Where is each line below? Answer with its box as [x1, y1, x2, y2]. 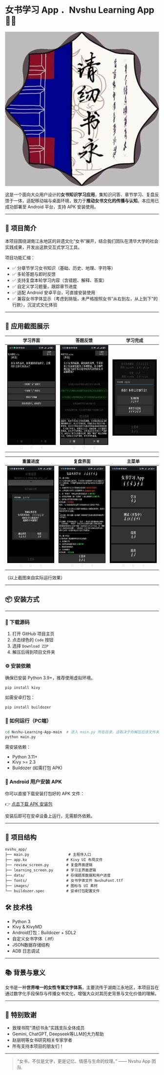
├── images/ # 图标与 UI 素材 [5, 883, 98, 888]
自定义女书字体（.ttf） [12, 936, 57, 942]
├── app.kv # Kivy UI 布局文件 [5, 857, 103, 862]
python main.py [5, 734, 36, 740]
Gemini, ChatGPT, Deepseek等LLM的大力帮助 [12, 1031, 104, 1037]
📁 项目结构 [5, 833, 37, 842]
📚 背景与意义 [5, 968, 46, 977]
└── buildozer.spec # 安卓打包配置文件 [5, 889, 100, 894]
